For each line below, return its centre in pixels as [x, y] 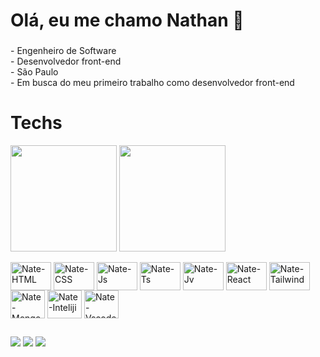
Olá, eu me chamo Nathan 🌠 [127, 20]
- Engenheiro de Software [63, 51]
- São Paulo [34, 72]
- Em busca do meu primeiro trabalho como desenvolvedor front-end [152, 83]
